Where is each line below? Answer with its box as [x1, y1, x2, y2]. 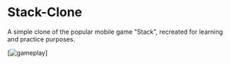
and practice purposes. [7, 34, 76, 43]
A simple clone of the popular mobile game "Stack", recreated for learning [7, 27, 224, 36]
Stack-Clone [7, 4, 83, 20]
